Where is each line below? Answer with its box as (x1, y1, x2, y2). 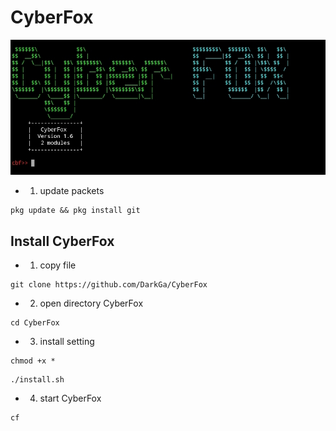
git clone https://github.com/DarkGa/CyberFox (10, 279, 208, 290)
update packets (39, 185, 105, 197)
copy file (39, 259, 77, 271)
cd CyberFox (10, 317, 60, 328)
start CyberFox (39, 392, 102, 404)
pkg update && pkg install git (10, 206, 141, 216)
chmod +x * (10, 356, 56, 366)
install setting (39, 335, 95, 347)
